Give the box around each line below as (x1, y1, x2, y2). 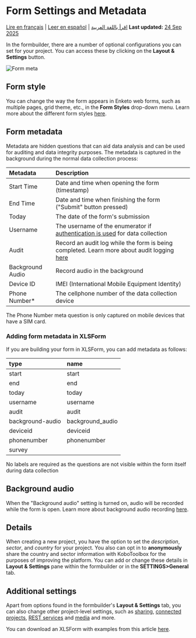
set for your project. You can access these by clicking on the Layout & (6, 47, 175, 54)
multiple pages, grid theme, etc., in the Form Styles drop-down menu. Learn (6, 104, 190, 111)
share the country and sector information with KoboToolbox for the (6, 551, 166, 558)
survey (9, 445, 28, 453)
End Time (9, 199, 35, 207)
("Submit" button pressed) (55, 203, 128, 211)
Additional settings (6, 586, 77, 596)
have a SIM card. (6, 318, 47, 325)
